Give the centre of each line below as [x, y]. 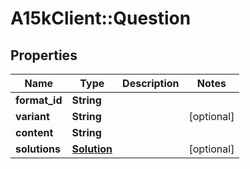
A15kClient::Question [101, 18]
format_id [39, 100]
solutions [38, 149]
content [34, 132]
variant [32, 116]
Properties [44, 55]
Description [151, 83]
